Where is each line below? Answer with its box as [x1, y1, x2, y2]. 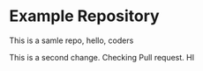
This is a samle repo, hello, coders [9, 35, 134, 46]
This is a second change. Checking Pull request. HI [9, 52, 195, 62]
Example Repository [9, 6, 161, 26]
